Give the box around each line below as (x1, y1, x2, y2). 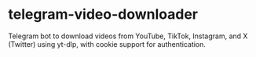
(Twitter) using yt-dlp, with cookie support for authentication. (8, 39, 207, 48)
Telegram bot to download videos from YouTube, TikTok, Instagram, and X (8, 31, 248, 41)
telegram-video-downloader (8, 5, 199, 23)
